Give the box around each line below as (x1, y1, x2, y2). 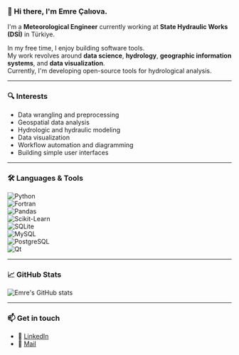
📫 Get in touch (7, 313, 60, 323)
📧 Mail (17, 339, 37, 348)
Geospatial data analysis (17, 117, 90, 127)
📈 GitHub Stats (7, 270, 62, 280)
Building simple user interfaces (17, 148, 109, 157)
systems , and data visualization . (7, 59, 105, 68)
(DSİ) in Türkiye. (7, 30, 55, 38)
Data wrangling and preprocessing (17, 110, 119, 119)
